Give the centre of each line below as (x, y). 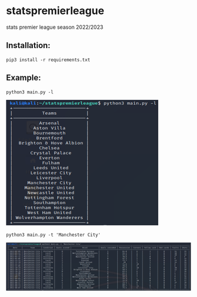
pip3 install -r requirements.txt (48, 60)
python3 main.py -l (30, 92)
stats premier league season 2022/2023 (55, 27)
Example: (23, 78)
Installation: (28, 45)
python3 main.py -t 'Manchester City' (53, 235)
